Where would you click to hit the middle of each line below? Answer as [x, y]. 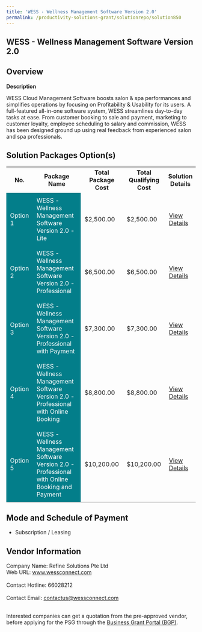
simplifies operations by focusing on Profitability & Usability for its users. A [99, 104]
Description [21, 86]
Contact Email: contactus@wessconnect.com [63, 598]
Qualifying [144, 180]
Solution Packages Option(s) [61, 155]
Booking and [54, 487]
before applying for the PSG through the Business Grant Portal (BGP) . [92, 622]
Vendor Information [44, 551]
